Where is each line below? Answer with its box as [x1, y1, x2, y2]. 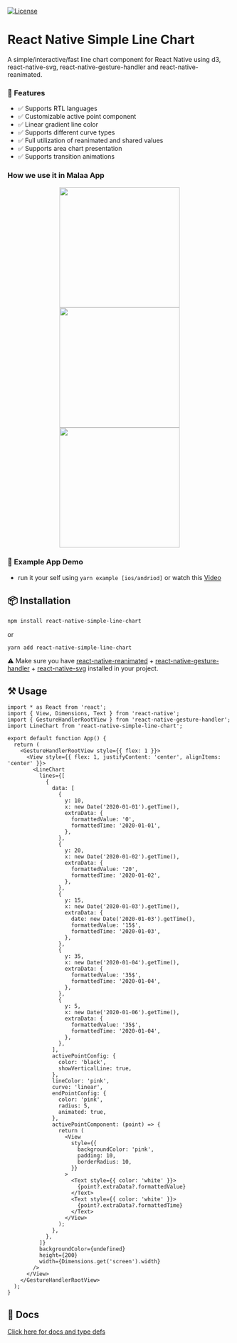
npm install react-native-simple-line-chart [7, 617, 142, 624]
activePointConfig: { [52, 1053, 116, 1060]
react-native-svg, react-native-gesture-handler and [7, 63, 159, 71]
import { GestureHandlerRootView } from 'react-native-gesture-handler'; [7, 716, 231, 724]
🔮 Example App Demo [7, 557, 84, 567]
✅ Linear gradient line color [17, 120, 98, 129]
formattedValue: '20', [70, 865, 139, 873]
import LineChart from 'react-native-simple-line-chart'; [7, 722, 183, 730]
